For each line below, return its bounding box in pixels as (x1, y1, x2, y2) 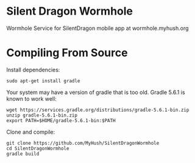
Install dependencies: (6, 66, 60, 73)
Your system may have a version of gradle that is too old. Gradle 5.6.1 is (6, 89, 185, 96)
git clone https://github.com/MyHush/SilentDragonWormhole (6, 140, 160, 146)
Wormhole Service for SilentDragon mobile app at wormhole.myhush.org (6, 24, 189, 32)
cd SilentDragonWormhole (6, 145, 69, 151)
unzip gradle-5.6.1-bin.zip (6, 112, 78, 118)
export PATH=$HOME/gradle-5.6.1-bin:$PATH (6, 117, 116, 123)
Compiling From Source (6, 46, 128, 60)
